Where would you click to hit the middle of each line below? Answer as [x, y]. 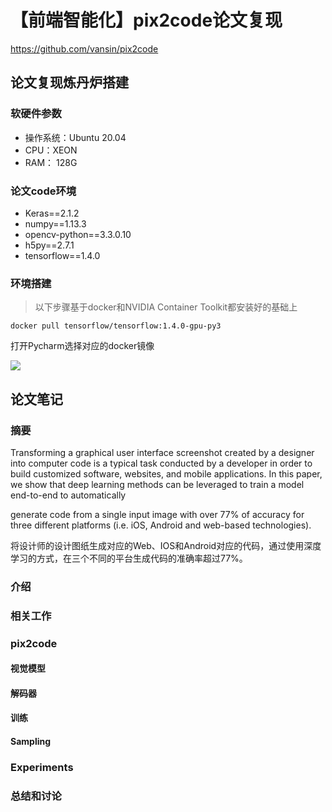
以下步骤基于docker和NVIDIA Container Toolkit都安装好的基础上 [166, 307]
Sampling [31, 742]
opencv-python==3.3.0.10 [78, 234]
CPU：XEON [51, 150]
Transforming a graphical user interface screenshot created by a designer [162, 452]
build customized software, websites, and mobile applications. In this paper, [166, 473]
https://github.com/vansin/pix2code [84, 48]
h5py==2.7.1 [49, 245]
